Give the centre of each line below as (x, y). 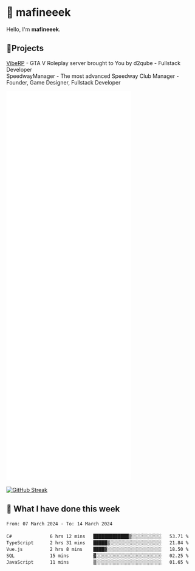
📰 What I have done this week (63, 509)
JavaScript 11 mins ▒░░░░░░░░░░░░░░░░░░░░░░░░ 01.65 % (97, 562)
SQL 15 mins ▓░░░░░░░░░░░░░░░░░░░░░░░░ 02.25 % (97, 556)
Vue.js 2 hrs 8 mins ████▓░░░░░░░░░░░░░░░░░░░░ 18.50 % (97, 550)
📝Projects (25, 48)
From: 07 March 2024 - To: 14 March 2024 (60, 524)
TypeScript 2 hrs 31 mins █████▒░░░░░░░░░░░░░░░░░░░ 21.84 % (97, 543)
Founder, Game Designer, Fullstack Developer (63, 82)
